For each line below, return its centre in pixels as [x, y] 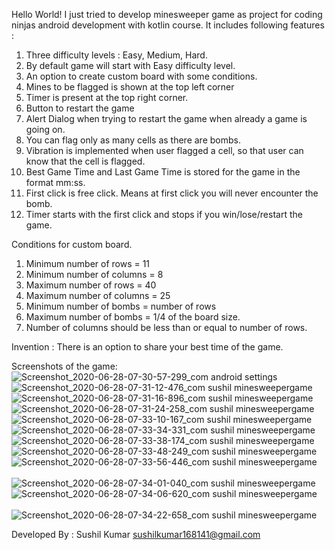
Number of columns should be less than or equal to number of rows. [166, 327]
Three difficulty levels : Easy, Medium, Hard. [116, 55]
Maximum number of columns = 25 [98, 295]
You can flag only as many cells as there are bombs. [133, 140]
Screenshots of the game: [64, 366]
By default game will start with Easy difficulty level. [130, 65]
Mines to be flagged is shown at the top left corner [130, 87]
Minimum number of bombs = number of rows [121, 306]
